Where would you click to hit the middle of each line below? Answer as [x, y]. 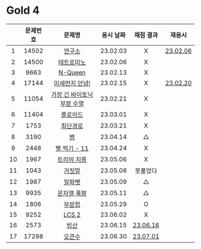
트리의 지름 [72, 159]
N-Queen [72, 72]
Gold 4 [23, 10]
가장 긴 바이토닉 [72, 95]
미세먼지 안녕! [72, 83]
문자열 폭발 [72, 193]
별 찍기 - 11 [72, 148]
